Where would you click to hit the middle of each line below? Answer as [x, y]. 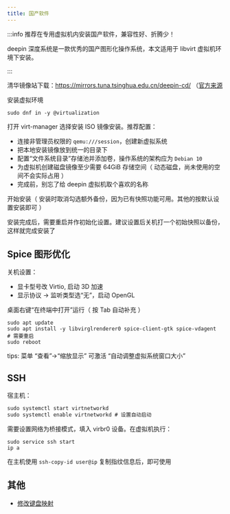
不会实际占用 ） [45, 175]
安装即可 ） [29, 207]
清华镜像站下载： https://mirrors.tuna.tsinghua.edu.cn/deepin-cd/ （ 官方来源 [115, 85]
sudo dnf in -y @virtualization [53, 113]
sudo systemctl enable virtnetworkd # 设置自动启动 [80, 415]
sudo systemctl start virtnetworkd [58, 409]
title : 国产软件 [28, 13]
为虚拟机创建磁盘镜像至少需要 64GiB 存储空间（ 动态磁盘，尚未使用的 [116, 167]
